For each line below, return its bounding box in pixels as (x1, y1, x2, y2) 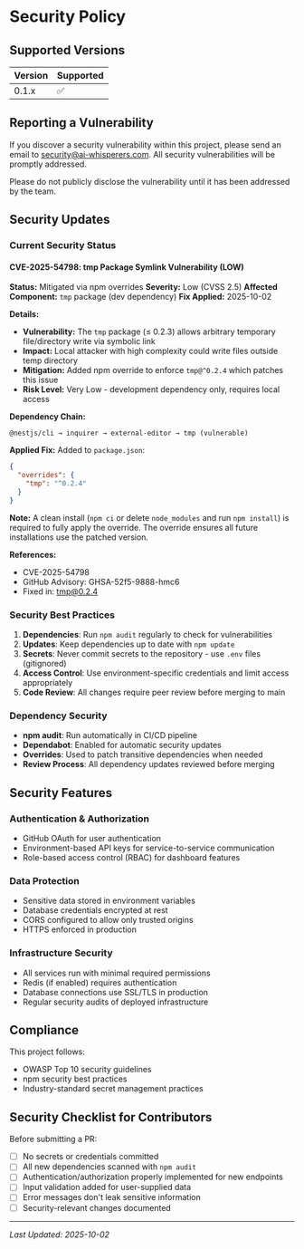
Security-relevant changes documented (22, 1202, 172, 1213)
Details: (9, 309, 39, 320)
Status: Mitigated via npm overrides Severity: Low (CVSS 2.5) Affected (9, 282, 278, 293)
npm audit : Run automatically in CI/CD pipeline (22, 730, 198, 741)
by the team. (9, 186, 56, 197)
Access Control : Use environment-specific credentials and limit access (22, 668, 290, 678)
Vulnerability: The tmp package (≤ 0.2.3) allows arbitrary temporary (22, 326, 276, 337)
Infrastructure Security (9, 946, 113, 959)
